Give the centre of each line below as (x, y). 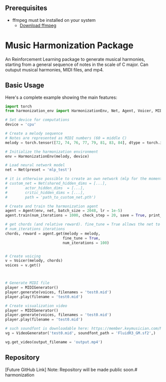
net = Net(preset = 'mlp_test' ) (38, 170)
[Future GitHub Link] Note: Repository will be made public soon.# (71, 370)
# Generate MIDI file (27, 283)
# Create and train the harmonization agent (52, 206)
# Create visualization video (36, 306)
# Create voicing (23, 256)
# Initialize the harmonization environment (52, 152)
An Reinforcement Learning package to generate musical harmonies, (75, 59)
